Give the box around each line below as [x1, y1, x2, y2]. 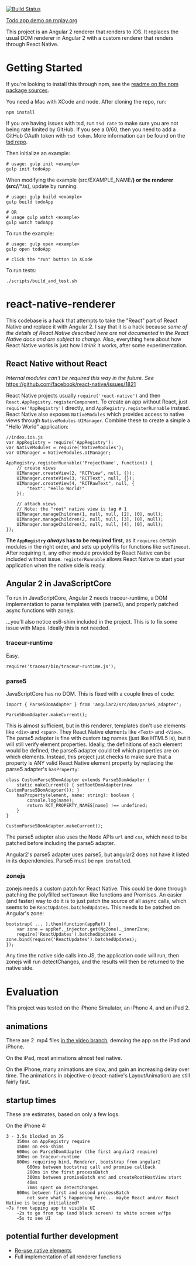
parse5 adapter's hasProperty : [6, 766, 79, 773]
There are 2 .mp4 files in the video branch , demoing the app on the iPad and [6, 1037, 190, 1044]
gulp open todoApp [6, 246, 51, 252]
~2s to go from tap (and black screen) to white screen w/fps [16, 1210, 171, 1216]
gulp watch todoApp [6, 220, 54, 225]
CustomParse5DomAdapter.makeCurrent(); [6, 823, 104, 829]
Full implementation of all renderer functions [14, 1253, 122, 1260]
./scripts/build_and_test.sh [6, 278, 77, 284]
